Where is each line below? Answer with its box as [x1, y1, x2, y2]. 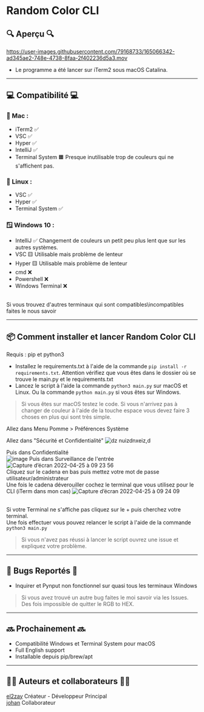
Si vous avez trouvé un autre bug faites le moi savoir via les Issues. [21, 594, 189, 601]
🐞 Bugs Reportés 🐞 [6, 566, 78, 576]
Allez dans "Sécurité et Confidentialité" [6, 437, 104, 444]
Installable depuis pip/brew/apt [15, 653, 93, 660]
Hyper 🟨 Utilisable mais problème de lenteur [15, 260, 127, 267]
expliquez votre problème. [21, 543, 87, 550]
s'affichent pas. [15, 162, 55, 169]
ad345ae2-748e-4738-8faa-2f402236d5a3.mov [6, 54, 127, 62]
